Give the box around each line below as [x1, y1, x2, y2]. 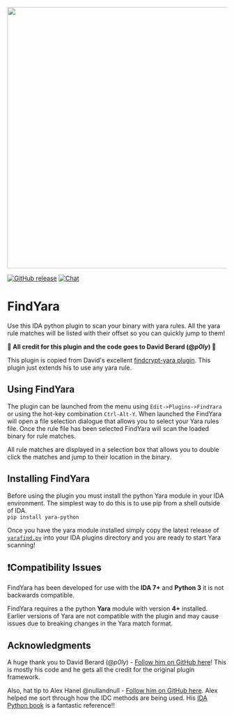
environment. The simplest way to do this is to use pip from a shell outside [7, 498, 221, 507]
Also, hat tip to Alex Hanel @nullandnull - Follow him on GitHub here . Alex [7, 687, 218, 695]
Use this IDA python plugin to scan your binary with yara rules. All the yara [7, 321, 221, 330]
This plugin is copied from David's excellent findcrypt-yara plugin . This [7, 356, 211, 364]
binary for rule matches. [7, 432, 77, 440]
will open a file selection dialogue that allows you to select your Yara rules [7, 417, 219, 425]
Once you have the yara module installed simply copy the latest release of [7, 526, 219, 534]
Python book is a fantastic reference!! [7, 701, 115, 710]
